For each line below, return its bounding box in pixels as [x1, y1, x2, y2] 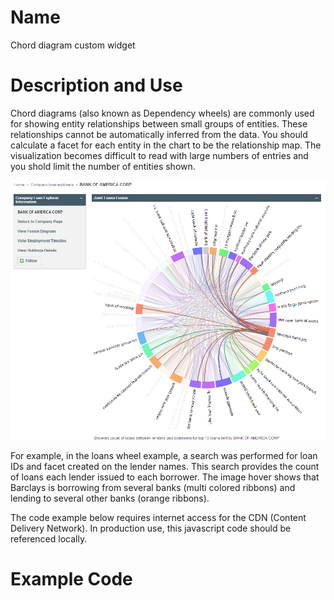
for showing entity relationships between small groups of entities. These [10, 117, 308, 130]
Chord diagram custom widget [10, 39, 136, 51]
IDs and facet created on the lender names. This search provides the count [10, 461, 320, 473]
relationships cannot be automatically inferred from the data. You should [10, 128, 308, 140]
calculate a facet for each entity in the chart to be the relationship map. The [10, 139, 322, 151]
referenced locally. [10, 533, 88, 545]
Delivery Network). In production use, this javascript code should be [10, 522, 292, 535]
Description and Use [10, 74, 183, 97]
